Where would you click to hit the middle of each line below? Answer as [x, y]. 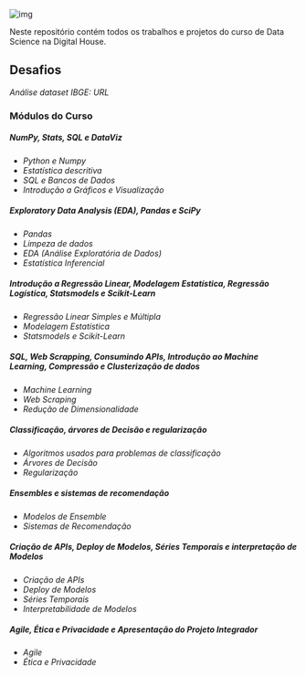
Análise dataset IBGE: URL [59, 92]
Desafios [36, 70]
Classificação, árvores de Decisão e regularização [108, 430]
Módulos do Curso [51, 116]
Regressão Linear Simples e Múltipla [92, 316]
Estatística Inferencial [63, 263]
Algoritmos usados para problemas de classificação [121, 453]
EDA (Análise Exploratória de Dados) [92, 253]
